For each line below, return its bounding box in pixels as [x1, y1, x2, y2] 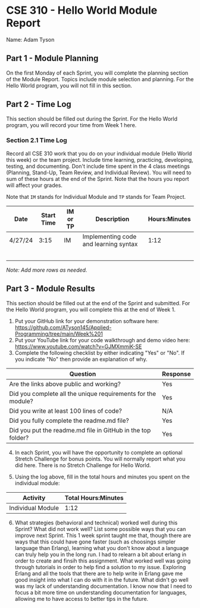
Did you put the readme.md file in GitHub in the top [9, 426, 151, 434]
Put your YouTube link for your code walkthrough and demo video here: [14, 336, 190, 343]
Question [69, 370, 96, 378]
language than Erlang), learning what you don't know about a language [14, 544, 189, 551]
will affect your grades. [6, 182, 62, 189]
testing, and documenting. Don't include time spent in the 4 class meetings [6, 162, 190, 170]
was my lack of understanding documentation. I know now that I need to [14, 582, 192, 589]
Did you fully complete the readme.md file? [9, 416, 129, 425]
